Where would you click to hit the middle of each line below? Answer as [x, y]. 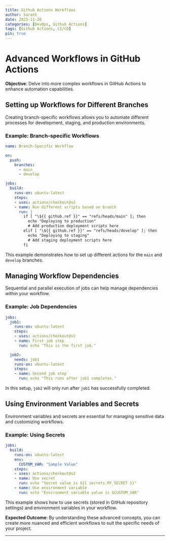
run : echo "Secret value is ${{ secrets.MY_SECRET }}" [78, 483]
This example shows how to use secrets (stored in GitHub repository [77, 502]
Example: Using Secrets [35, 435]
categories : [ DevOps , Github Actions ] [46, 24]
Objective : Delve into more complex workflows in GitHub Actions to [76, 83]
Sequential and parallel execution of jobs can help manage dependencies [82, 288]
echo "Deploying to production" [62, 221]
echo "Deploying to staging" [58, 235]
